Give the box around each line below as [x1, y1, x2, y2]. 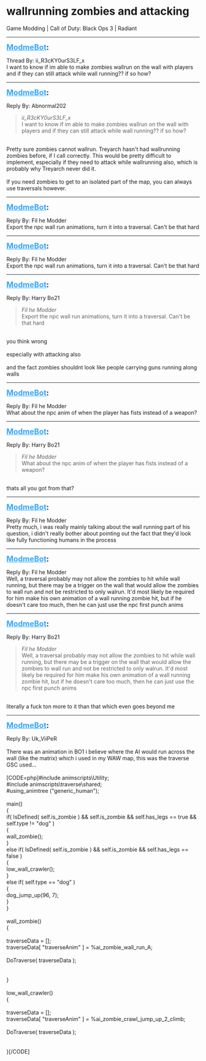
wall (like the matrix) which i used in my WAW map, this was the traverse [6, 754, 189, 762]
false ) [6, 852, 23, 860]
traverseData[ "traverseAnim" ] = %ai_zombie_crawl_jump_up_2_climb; [6, 1015, 186, 1022]
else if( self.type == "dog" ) [6, 878, 75, 885]
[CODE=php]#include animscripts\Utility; [6, 774, 109, 781]
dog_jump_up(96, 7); [6, 891, 59, 898]
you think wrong [6, 338, 48, 345]
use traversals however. [6, 184, 66, 191]
